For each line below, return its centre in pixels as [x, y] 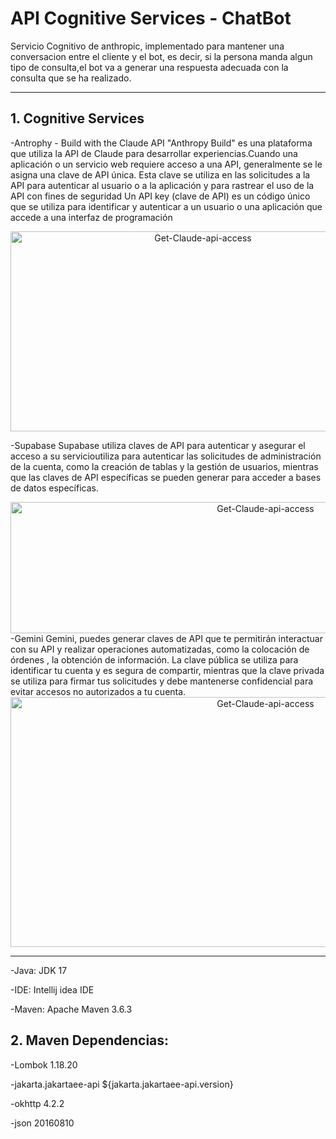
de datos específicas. [54, 488]
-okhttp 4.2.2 [37, 1103]
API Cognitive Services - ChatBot [151, 18]
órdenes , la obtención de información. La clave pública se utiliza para [154, 659]
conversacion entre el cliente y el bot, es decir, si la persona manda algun [161, 56]
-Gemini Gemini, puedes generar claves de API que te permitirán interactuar [166, 638]
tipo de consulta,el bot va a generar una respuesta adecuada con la [149, 67]
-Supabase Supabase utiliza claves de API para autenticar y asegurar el [158, 445]
